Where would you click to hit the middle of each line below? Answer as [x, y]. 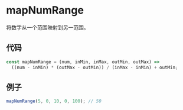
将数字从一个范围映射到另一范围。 [48, 27]
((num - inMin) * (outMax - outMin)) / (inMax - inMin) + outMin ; [95, 67]
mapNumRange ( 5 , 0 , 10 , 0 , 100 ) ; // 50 [54, 101]
